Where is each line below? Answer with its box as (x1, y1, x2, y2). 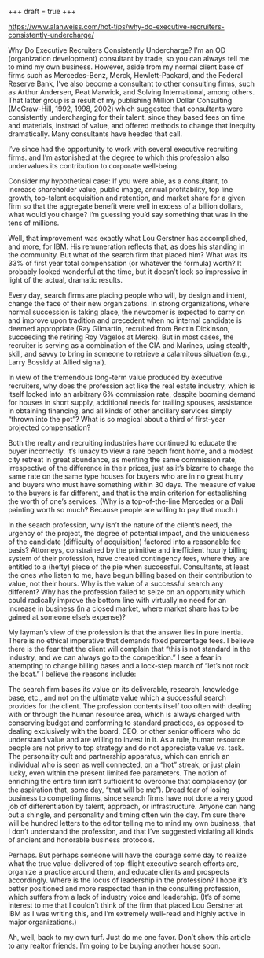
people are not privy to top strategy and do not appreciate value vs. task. (8, 743, 244, 753)
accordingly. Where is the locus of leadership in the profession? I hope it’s (8, 875, 247, 885)
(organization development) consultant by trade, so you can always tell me (8, 54, 250, 63)
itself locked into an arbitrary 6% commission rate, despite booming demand (8, 390, 256, 398)
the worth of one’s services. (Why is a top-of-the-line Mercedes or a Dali (8, 497, 244, 506)
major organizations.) (8, 917, 77, 927)
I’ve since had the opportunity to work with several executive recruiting (8, 145, 238, 154)
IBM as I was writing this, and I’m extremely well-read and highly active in (8, 909, 246, 918)
